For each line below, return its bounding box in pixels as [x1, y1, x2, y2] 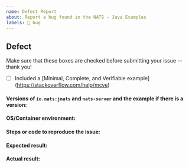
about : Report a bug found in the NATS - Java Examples [6, 14, 146, 20]
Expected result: [6, 142, 48, 149]
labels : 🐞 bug [6, 19, 41, 25]
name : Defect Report [6, 8, 57, 15]
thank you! [6, 63, 32, 71]
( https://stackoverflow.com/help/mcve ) [14, 81, 110, 89]
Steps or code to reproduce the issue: [6, 128, 100, 136]
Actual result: [6, 155, 40, 162]
